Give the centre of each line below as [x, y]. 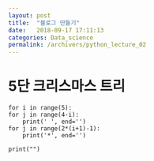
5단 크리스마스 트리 [67, 86]
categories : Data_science [51, 37]
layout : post [30, 15]
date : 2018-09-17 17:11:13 [56, 30]
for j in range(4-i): [44, 115]
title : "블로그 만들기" [44, 23]
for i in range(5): [40, 108]
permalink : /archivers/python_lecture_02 [77, 45]
